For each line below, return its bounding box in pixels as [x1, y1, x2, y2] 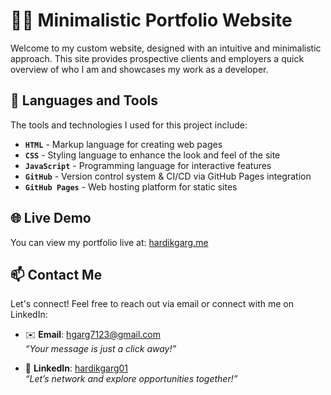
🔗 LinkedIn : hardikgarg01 [24, 362, 129, 374]
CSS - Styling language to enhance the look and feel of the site [24, 149, 281, 161]
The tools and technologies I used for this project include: [10, 119, 248, 131]
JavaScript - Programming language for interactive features [24, 159, 272, 171]
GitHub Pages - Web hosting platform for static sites [24, 180, 238, 193]
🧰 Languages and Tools [10, 92, 159, 109]
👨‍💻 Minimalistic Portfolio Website [10, 9, 293, 32]
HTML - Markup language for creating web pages [24, 138, 223, 150]
